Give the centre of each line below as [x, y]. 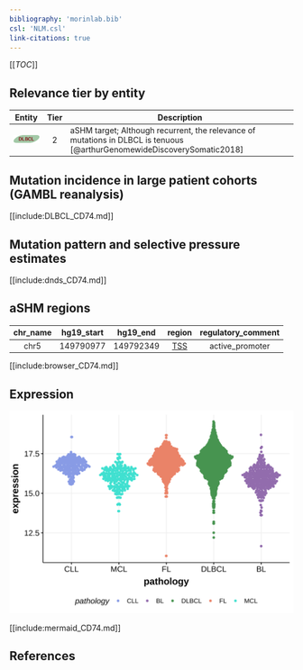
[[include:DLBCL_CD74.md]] [62, 216]
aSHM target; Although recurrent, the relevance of [163, 130]
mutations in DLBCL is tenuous [127, 140]
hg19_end [136, 332]
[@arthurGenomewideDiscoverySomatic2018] [156, 149]
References [42, 656]
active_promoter [239, 346]
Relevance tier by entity [78, 93]
